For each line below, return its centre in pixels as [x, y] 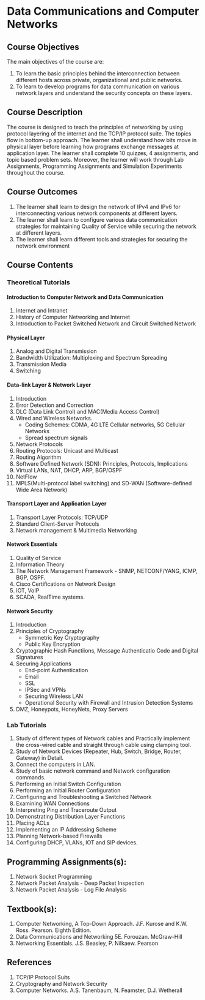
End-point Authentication [56, 670]
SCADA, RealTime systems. [50, 597]
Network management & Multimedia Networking [76, 530]
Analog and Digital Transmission [56, 351]
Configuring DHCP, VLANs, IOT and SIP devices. [77, 843]
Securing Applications [44, 664]
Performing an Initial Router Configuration [68, 790]
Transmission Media [41, 364]
